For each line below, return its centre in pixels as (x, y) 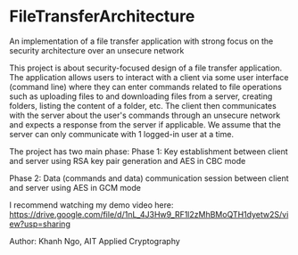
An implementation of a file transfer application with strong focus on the (141, 41)
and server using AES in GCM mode (75, 187)
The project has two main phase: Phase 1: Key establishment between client (149, 151)
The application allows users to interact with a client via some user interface (149, 77)
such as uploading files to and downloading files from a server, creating (141, 96)
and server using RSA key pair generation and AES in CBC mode (128, 160)
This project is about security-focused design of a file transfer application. (146, 68)
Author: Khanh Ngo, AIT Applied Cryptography (95, 241)
